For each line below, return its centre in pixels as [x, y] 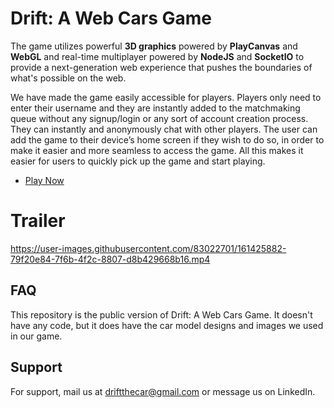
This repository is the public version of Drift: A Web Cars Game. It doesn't [161, 314]
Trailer [38, 221]
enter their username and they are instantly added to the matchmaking [155, 108]
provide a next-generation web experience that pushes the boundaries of [161, 67]
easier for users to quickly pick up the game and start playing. [138, 161]
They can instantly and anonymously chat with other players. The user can [164, 129]
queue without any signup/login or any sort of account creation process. [159, 118]
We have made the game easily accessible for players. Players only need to [166, 97]
